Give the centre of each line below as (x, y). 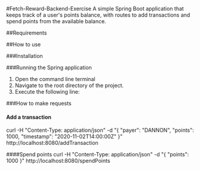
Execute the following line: (47, 92)
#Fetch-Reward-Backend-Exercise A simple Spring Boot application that (95, 9)
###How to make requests (39, 103)
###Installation (24, 56)
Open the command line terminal (55, 79)
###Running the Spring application (49, 67)
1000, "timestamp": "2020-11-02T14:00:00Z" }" (64, 137)
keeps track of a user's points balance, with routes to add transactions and (98, 15)
